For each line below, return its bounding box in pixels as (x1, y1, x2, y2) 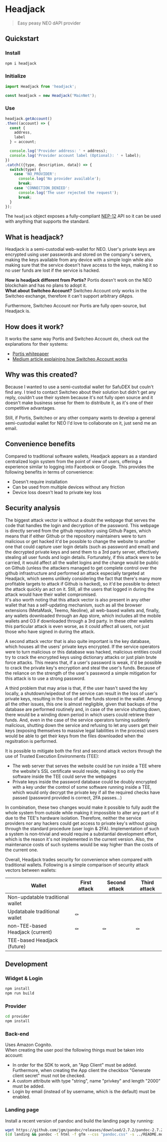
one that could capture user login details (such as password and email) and (5, 544, 160, 550)
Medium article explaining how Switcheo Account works (12, 356, 128, 362)
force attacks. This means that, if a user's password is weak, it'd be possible (5, 659, 162, 665)
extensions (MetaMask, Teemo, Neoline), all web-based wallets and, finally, (5, 607, 160, 613)
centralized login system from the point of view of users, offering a (5, 458, 142, 464)
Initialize (5, 72, 26, 79)
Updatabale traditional (7, 908, 60, 915)
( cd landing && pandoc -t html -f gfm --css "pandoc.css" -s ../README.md (5, 1132, 164, 1137)
